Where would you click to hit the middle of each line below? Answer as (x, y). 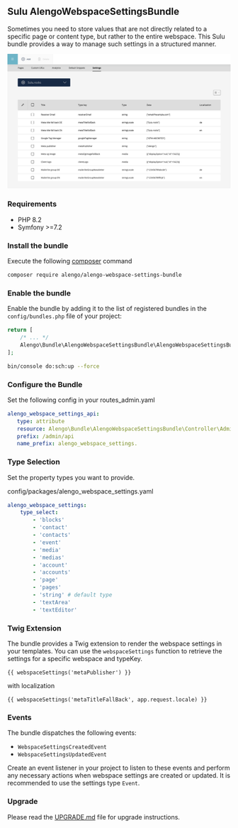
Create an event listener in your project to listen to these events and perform (119, 768)
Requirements (32, 204)
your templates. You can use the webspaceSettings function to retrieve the (115, 651)
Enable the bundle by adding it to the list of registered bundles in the (107, 309)
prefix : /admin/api (45, 436)
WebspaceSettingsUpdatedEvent (62, 755)
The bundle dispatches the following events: (72, 733)
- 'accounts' (52, 572)
